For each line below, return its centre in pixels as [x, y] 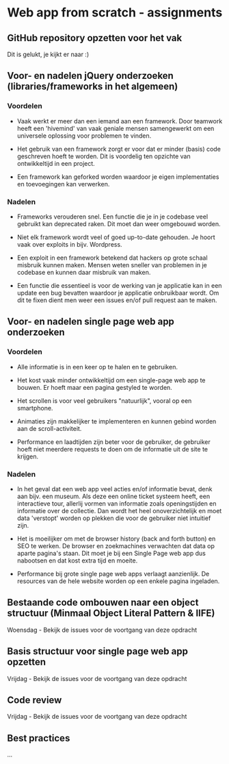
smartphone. [35, 408]
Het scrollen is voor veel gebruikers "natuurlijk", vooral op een [104, 401]
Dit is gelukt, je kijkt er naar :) [48, 54]
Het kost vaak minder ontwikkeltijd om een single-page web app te [111, 380]
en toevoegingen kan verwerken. [63, 184]
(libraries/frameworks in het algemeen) [93, 87]
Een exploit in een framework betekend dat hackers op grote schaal [112, 258]
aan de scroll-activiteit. [49, 428]
